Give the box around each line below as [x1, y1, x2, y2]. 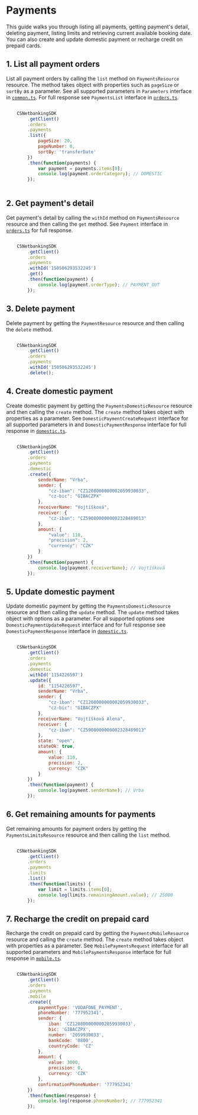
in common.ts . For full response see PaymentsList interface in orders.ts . [6, 94, 179, 101]
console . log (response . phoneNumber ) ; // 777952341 [37, 1098, 163, 1104]
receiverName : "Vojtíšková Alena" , [37, 716, 126, 722]
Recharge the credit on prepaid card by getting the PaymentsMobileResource [6, 930, 189, 937]
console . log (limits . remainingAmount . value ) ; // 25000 [37, 892, 173, 898]
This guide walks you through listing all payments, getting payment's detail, [6, 23, 190, 30]
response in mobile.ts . [6, 955, 62, 962]
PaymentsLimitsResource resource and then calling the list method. [6, 831, 171, 838]
